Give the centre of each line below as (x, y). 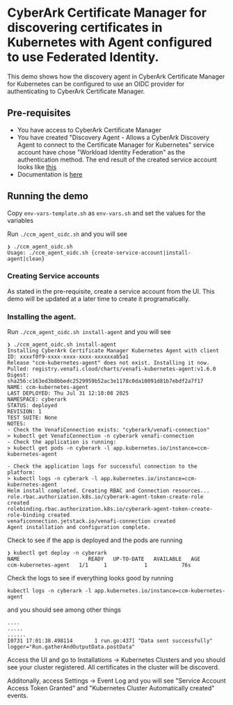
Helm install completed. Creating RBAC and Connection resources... (109, 491)
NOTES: (17, 424)
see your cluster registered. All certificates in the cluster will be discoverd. (113, 667)
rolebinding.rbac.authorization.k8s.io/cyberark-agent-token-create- (110, 509)
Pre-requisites (39, 113)
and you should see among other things (64, 610)
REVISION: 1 (24, 412)
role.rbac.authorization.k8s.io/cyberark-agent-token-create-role (105, 497)
